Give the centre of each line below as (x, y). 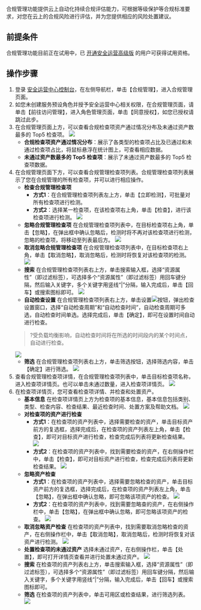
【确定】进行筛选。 (48, 369)
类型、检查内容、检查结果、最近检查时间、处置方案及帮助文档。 (103, 406)
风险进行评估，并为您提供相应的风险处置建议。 (116, 16)
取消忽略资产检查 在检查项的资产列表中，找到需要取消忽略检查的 (103, 526)
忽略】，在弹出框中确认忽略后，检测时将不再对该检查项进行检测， (115, 232)
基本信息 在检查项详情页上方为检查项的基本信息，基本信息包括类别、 (109, 399)
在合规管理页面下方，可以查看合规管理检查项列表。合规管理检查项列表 (102, 172)
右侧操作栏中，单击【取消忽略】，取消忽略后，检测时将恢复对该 (117, 534)
